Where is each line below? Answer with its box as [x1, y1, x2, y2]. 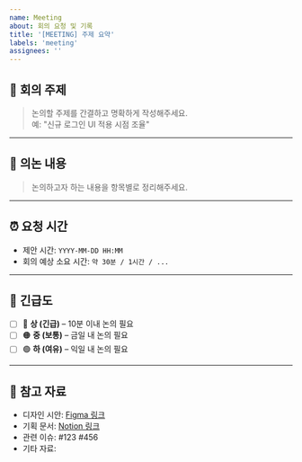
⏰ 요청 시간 [9, 219, 68, 235]
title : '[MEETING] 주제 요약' [9, 30, 115, 39]
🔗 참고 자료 [9, 384, 67, 399]
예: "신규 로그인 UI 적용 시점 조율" [31, 119, 150, 129]
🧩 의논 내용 [9, 156, 67, 172]
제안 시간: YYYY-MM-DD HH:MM [22, 244, 123, 255]
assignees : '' [9, 47, 63, 56]
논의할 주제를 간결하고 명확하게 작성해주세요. [31, 107, 189, 118]
